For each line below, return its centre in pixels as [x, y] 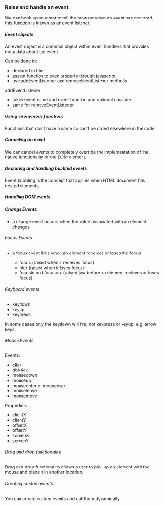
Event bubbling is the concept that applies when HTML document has [75, 181]
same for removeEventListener [43, 105]
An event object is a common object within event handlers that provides [77, 47]
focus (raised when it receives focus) [57, 262]
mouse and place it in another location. [44, 472]
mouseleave [24, 391]
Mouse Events [19, 340]
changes [21, 227]
